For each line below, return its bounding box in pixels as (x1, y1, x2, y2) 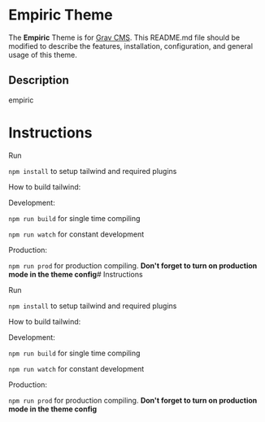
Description (8, 73, 69, 87)
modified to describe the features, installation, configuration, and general (8, 41, 254, 50)
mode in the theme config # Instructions (8, 269, 144, 279)
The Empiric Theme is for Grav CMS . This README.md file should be (8, 33, 241, 42)
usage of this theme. (8, 50, 77, 59)
